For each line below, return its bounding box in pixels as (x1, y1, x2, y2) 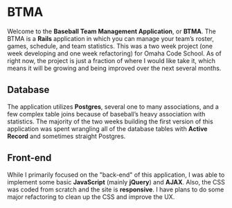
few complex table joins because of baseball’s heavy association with (7, 110, 206, 118)
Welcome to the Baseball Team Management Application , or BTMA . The (7, 27, 216, 35)
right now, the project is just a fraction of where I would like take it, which (7, 56, 216, 64)
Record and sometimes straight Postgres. (7, 132, 126, 140)
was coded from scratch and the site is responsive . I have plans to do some (7, 185, 224, 193)
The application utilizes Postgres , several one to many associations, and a (7, 102, 220, 111)
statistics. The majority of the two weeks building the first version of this (7, 117, 213, 125)
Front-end (7, 152, 52, 164)
